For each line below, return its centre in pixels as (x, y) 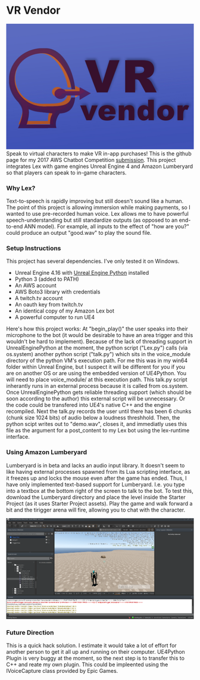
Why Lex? (21, 188)
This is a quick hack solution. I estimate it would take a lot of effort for (91, 645)
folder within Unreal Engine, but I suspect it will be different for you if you (96, 367)
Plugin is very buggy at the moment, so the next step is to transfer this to (95, 658)
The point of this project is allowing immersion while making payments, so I (98, 207)
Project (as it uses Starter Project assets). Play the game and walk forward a (99, 503)
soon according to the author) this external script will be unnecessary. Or (96, 399)
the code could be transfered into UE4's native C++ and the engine (89, 405)
